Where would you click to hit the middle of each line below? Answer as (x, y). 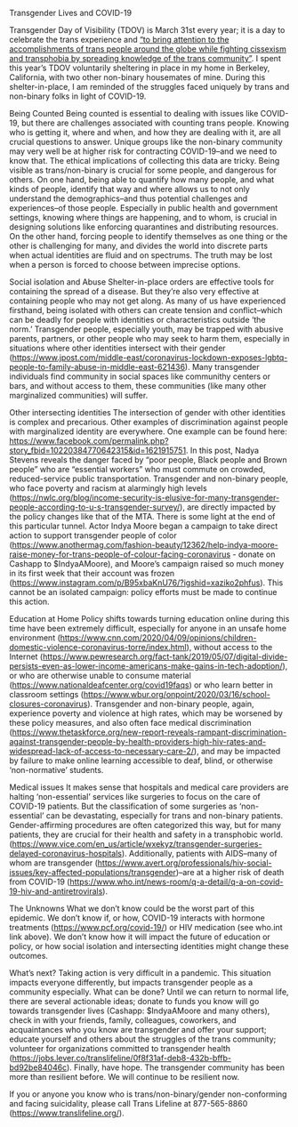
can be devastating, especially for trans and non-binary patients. (165, 816)
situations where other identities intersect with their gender (117, 348)
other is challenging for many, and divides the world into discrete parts (139, 246)
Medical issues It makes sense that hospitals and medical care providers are (149, 787)
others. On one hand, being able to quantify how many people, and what (142, 180)
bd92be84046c (38, 1067)
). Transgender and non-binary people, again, (171, 704)
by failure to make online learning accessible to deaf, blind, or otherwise (141, 761)
